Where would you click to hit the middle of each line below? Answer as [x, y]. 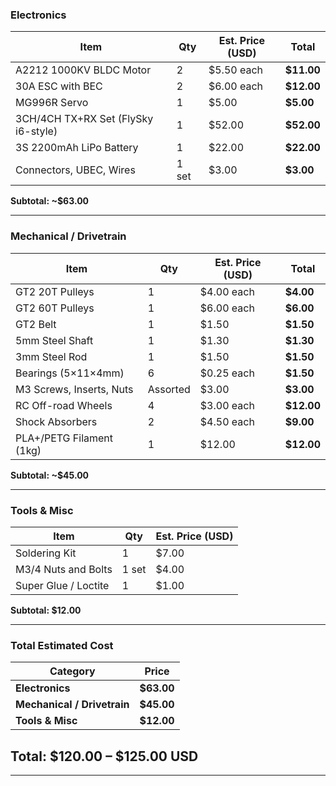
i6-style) [36, 131]
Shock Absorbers [56, 421]
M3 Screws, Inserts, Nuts [74, 389]
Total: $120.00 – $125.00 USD [104, 756]
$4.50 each [227, 421]
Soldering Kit [46, 553]
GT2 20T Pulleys [55, 291]
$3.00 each [227, 405]
